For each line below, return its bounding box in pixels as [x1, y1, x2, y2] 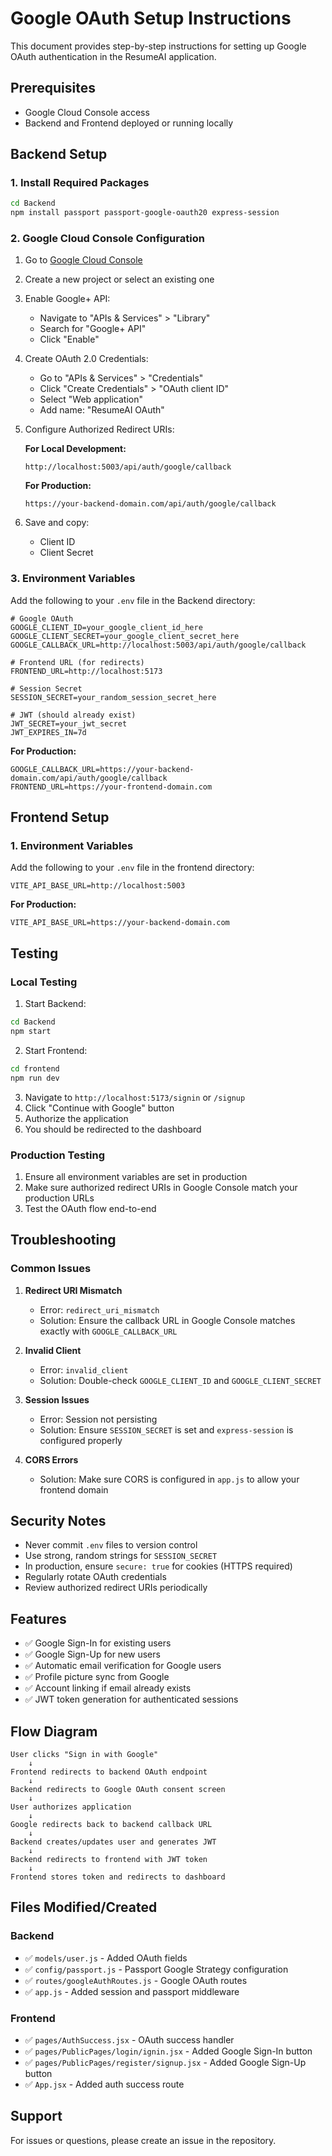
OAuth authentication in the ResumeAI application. [10, 50, 217, 62]
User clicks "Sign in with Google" [10, 1750, 159, 1760]
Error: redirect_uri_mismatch [39, 1303, 160, 1316]
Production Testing [10, 1148, 106, 1162]
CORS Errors [24, 1453, 79, 1466]
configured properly [39, 1434, 123, 1446]
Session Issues [24, 1393, 90, 1406]
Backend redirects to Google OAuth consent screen [10, 1785, 226, 1795]
